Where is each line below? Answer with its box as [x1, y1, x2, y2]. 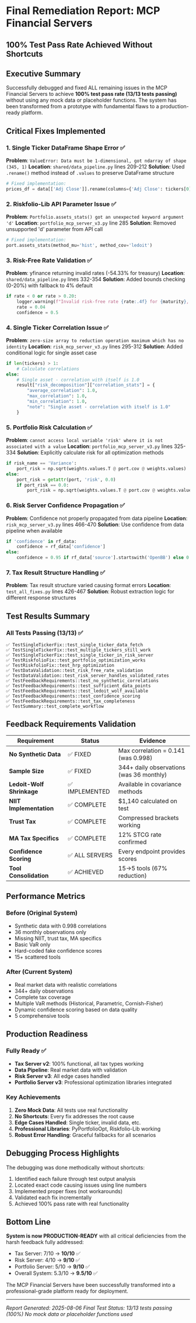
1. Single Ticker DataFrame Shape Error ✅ [6, 143, 125, 151]
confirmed [118, 838, 147, 846]
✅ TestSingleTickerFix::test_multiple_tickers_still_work [6, 647, 151, 653]
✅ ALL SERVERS [68, 851, 113, 859]
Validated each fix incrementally [14, 1194, 92, 1201]
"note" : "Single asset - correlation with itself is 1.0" [27, 404, 171, 410]
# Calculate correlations [16, 366, 80, 372]
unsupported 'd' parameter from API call [6, 226, 103, 233]
